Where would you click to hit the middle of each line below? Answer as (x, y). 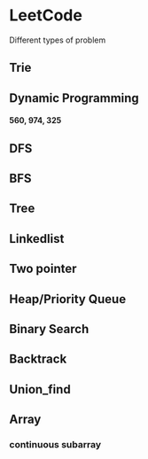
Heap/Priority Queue (68, 299)
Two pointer (43, 269)
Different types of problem (58, 40)
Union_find (40, 389)
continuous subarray (55, 445)
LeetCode (46, 16)
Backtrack (38, 359)
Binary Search (49, 329)
